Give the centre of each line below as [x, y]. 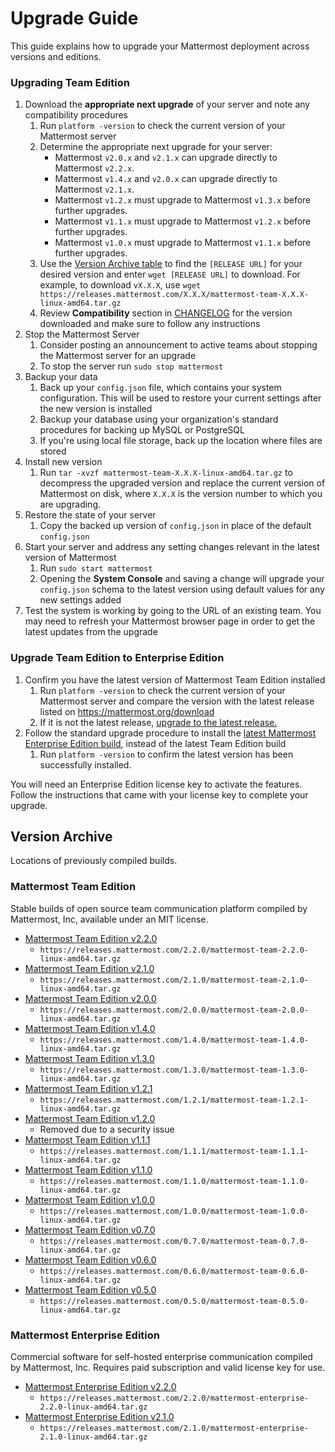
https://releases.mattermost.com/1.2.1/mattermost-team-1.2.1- [174, 1100]
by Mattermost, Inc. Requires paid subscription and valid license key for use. [168, 1367]
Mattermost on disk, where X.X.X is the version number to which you [181, 494]
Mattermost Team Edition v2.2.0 [91, 938]
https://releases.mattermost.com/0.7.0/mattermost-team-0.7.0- [174, 1241]
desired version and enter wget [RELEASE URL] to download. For [170, 274]
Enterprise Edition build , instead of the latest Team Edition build [155, 743]
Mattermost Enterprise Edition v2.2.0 [100, 1386]
